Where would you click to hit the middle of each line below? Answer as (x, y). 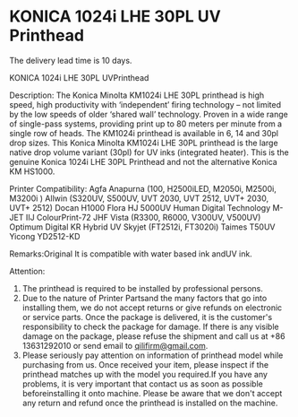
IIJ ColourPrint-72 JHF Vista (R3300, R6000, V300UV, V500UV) (143, 217)
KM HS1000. (32, 171)
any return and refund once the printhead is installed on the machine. (150, 403)
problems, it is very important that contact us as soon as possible (143, 384)
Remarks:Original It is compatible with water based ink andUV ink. (131, 254)
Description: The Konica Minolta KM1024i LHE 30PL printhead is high (137, 95)
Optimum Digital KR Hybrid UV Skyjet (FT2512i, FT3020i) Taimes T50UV (142, 227)
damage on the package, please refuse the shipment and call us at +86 (153, 336)
